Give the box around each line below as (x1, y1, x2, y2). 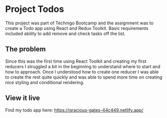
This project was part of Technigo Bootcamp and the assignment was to (5, 20, 154, 26)
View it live (5, 94, 40, 103)
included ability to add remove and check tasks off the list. (5, 30, 126, 36)
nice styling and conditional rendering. (5, 79, 84, 85)
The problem (5, 45, 46, 53)
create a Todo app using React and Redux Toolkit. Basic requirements (5, 25, 148, 31)
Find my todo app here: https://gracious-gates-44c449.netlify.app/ (5, 107, 143, 113)
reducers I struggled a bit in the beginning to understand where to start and (5, 63, 160, 69)
